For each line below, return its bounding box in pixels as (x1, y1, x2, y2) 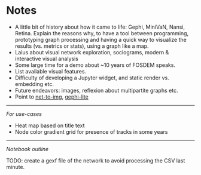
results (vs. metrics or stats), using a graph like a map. (14, 42, 149, 50)
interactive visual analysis (14, 55, 79, 62)
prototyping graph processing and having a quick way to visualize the (14, 36, 187, 43)
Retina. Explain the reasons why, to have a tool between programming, (14, 29, 189, 36)
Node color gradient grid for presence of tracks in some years (14, 128, 168, 135)
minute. (6, 163, 25, 170)
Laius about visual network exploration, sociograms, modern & (14, 48, 169, 56)
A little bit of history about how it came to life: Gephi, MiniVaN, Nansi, (14, 23, 185, 30)
